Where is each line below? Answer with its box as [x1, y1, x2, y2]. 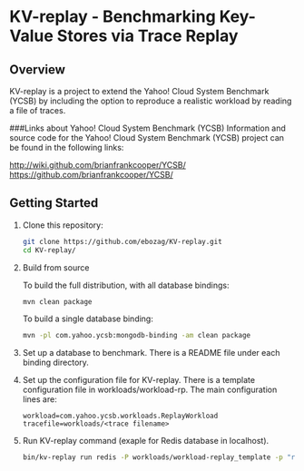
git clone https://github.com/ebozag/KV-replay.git [22, 237, 222, 246]
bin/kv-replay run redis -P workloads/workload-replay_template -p [22, 453, 283, 462]
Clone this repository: [22, 220, 103, 231]
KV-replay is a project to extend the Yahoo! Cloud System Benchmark [9, 86, 270, 96]
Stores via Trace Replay [56, 25, 239, 46]
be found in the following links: [9, 142, 124, 152]
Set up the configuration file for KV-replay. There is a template [22, 375, 256, 386]
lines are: [22, 394, 57, 405]
